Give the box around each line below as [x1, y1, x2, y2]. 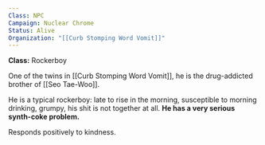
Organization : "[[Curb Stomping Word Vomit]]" [8, 33, 166, 42]
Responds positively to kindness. [8, 127, 117, 137]
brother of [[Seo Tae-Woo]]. [8, 80, 100, 89]
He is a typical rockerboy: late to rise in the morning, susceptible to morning [8, 95, 257, 104]
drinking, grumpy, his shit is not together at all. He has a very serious [8, 104, 236, 113]
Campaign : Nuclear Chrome [8, 19, 94, 27]
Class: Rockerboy [8, 56, 68, 65]
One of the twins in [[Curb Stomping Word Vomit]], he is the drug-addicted [8, 71, 253, 80]
